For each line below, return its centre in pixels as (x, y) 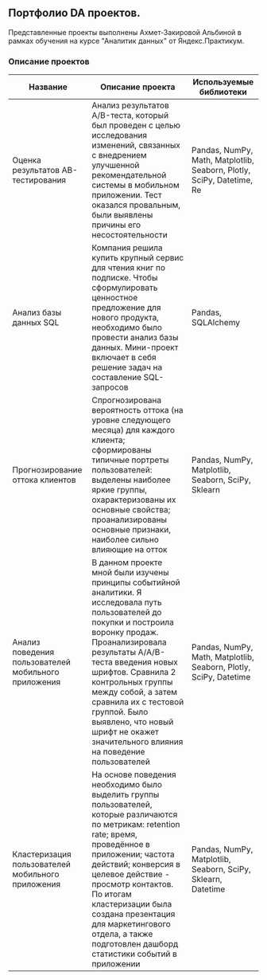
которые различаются (134, 814)
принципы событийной (135, 582)
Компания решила (127, 248)
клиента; (108, 440)
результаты (114, 653)
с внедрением (119, 155)
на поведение (118, 752)
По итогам (112, 894)
